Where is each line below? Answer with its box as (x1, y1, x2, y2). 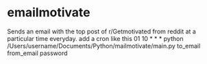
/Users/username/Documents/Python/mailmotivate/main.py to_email (7, 42, 201, 50)
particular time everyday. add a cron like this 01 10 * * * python (7, 34, 184, 42)
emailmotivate (7, 5, 90, 20)
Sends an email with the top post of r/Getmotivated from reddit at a (7, 27, 197, 35)
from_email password (7, 49, 68, 57)
